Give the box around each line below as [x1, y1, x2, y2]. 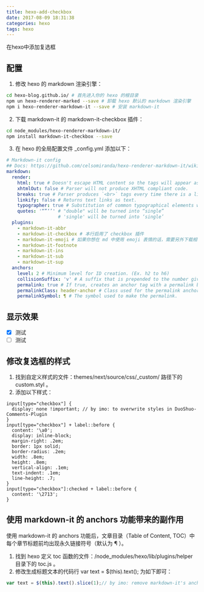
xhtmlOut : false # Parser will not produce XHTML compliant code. [17, 185, 189, 192]
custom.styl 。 [15, 381, 52, 389]
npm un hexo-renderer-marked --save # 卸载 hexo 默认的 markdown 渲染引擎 [6, 98, 191, 104]
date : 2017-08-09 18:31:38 [6, 15, 75, 21]
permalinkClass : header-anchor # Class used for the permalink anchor [17, 287, 200, 294]
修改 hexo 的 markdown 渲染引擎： [15, 80, 103, 88]
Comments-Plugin [6, 412, 47, 418]
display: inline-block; [12, 433, 72, 439]
